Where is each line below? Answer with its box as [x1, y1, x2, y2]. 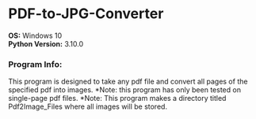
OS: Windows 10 [8, 31, 63, 40]
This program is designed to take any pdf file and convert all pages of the [8, 76, 248, 87]
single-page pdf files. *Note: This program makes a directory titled [8, 94, 227, 103]
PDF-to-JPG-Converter [8, 5, 164, 23]
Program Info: [8, 58, 63, 69]
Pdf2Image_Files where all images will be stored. [8, 102, 168, 111]
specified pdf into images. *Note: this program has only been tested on [8, 85, 242, 95]
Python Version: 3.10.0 [8, 39, 84, 48]
